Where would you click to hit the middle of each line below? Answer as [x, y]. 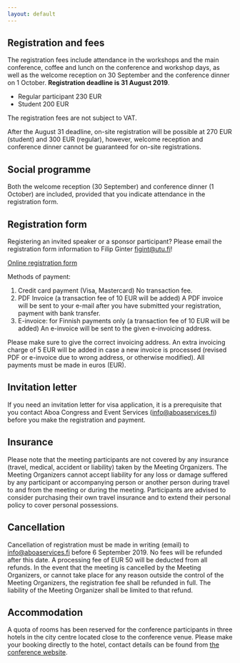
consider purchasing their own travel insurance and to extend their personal [119, 497]
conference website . [37, 652]
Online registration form [42, 263]
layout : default [31, 14]
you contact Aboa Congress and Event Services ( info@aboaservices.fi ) [112, 412]
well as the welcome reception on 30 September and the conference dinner [119, 75]
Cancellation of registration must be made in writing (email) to [98, 545]
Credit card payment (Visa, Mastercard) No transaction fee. [105, 290]
